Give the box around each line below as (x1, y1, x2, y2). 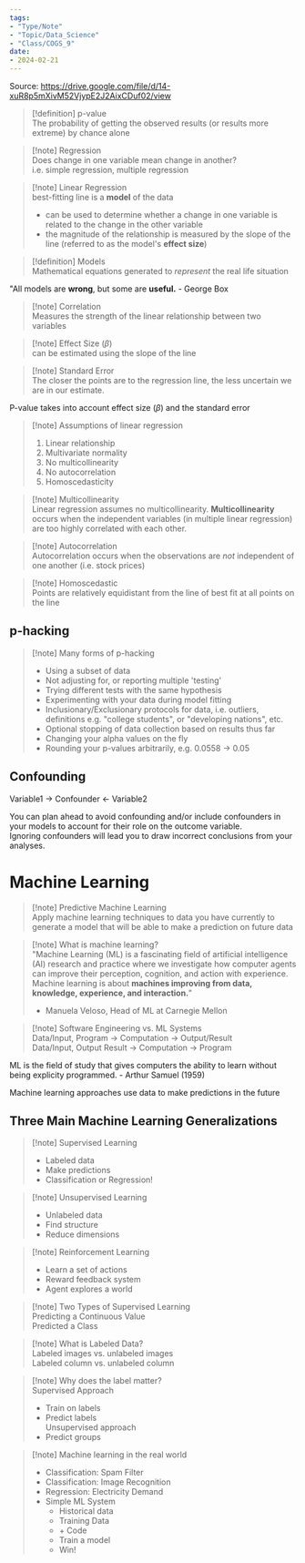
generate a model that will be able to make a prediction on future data (31, 921, 294, 932)
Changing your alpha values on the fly (45, 732, 188, 743)
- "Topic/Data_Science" (9, 30, 100, 39)
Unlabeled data (45, 1210, 103, 1221)
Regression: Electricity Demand (45, 1486, 164, 1497)
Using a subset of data (45, 665, 131, 676)
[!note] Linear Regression (31, 182, 127, 192)
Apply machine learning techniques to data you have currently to (31, 912, 275, 923)
